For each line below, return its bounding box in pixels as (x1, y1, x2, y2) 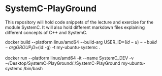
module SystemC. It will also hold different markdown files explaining (5, 24, 145, 30)
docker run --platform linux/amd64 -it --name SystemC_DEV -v (5, 55, 134, 61)
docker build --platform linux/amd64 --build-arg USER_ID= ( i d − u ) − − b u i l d (5, 39, 157, 45)
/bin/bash (23, 65, 43, 71)
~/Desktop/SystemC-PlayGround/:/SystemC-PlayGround (5, 60, 121, 66)
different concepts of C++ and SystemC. (5, 29, 88, 35)
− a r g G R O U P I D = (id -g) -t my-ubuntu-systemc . (5, 44, 100, 51)
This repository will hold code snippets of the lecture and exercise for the (5, 19, 154, 25)
